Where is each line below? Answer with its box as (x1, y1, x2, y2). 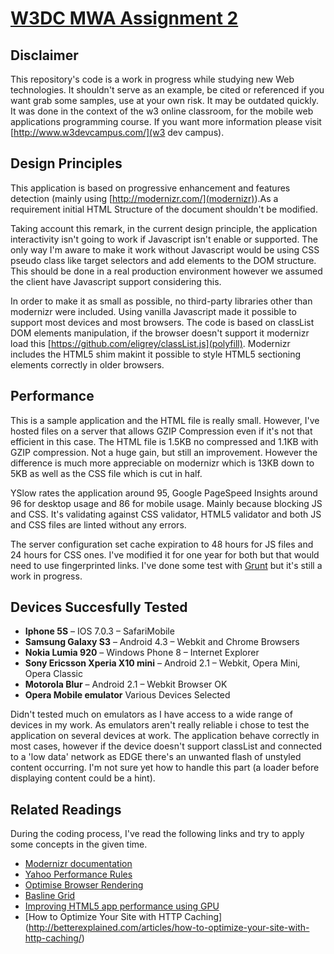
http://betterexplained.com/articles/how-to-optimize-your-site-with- (28, 922, 310, 934)
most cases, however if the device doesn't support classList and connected (10, 740, 323, 752)
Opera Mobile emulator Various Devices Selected (24, 689, 231, 701)
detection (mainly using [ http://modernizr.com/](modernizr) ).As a (10, 192, 279, 204)
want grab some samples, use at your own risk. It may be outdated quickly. (10, 95, 319, 106)
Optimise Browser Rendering (24, 879, 144, 891)
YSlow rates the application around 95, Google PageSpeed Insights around (10, 487, 318, 499)
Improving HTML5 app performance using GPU (24, 900, 220, 912)
